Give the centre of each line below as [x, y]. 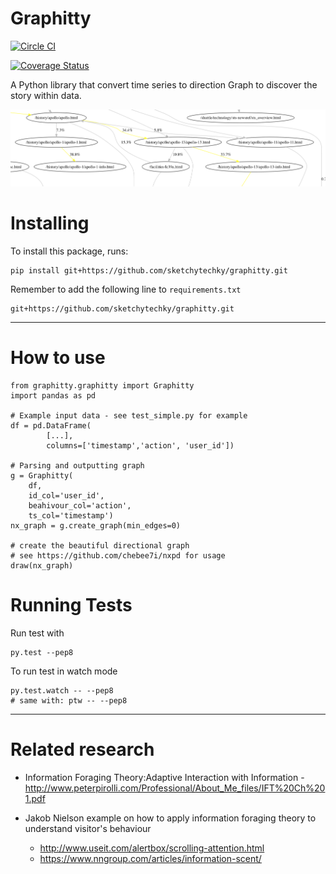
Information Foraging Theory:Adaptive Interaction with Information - [164, 777]
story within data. [46, 95]
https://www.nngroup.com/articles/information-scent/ [150, 858]
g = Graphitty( [42, 475]
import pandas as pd [53, 395]
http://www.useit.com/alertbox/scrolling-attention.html [152, 848]
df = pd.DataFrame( [51, 425]
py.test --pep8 [42, 652]
